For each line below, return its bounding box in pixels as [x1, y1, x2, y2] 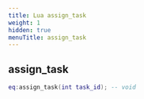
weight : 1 [8, 19, 41, 27]
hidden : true [8, 26, 51, 34]
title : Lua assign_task [8, 11, 87, 20]
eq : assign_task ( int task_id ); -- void [8, 83, 136, 91]
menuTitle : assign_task [8, 33, 87, 42]
